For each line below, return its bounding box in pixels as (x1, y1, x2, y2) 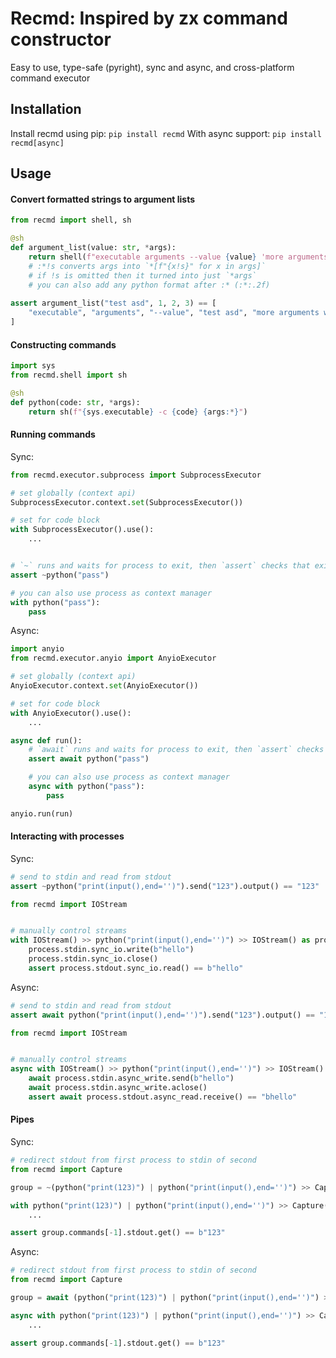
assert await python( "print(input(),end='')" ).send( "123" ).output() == (10, 1010, 315, 1020)
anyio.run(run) (10, 808, 74, 819)
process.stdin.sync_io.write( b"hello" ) (28, 945, 195, 955)
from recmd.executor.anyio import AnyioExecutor (10, 653, 217, 664)
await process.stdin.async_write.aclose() (28, 1083, 208, 1093)
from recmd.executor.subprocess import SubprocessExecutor (10, 470, 262, 480)
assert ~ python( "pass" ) (10, 570, 110, 580)
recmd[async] (10, 138, 65, 148)
